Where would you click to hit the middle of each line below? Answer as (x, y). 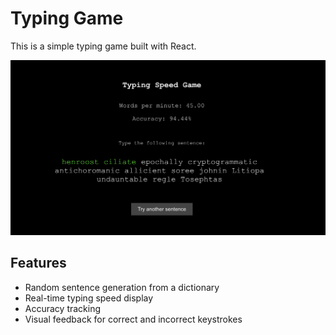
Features (38, 263)
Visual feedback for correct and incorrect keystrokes (133, 319)
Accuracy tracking (63, 308)
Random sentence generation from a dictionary (122, 287)
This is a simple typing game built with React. (103, 46)
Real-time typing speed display (89, 298)
